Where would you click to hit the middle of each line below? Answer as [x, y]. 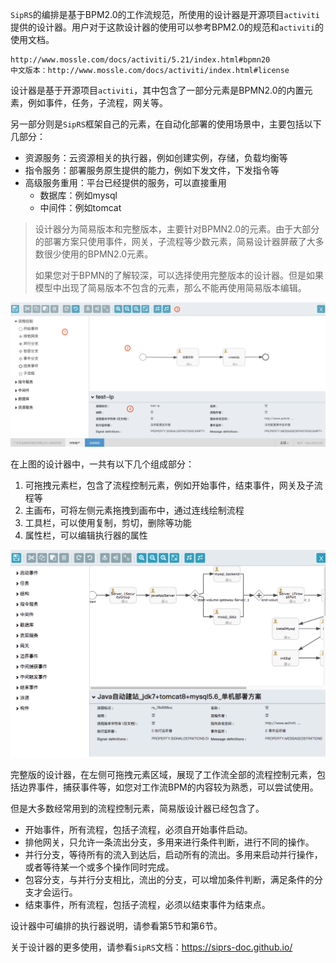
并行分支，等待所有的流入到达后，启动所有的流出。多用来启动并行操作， [173, 854]
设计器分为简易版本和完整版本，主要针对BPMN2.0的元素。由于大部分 [177, 229]
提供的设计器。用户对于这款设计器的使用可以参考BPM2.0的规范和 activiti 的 [167, 27]
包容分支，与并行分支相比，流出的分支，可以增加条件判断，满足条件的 [169, 879]
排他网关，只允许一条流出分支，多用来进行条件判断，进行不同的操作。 [169, 842]
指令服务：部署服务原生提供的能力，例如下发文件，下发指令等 [152, 170]
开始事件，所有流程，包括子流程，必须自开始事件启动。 [138, 829]
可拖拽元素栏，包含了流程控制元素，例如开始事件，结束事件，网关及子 [169, 485]
